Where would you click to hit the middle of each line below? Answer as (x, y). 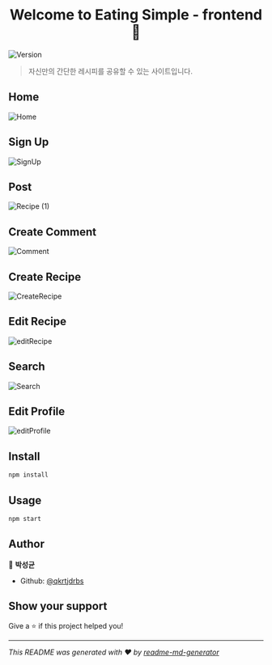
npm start (25, 519)
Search (27, 367)
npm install (28, 475)
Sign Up (29, 142)
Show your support (58, 606)
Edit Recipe (38, 322)
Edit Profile (37, 411)
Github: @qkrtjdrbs (52, 581)
